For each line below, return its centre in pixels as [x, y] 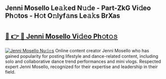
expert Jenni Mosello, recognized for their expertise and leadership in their [82, 67]
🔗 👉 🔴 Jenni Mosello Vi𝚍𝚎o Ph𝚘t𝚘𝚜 [61, 36]
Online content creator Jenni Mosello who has [102, 51]
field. [10, 72]
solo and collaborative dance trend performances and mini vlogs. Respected [83, 61]
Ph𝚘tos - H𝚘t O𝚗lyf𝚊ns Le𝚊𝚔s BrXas [63, 16]
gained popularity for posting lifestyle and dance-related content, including [82, 56]
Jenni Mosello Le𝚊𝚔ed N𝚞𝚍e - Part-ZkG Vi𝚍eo [78, 8]
